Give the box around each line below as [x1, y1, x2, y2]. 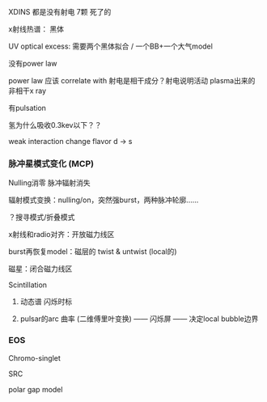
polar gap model [8, 384, 63, 394]
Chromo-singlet [8, 353, 61, 362]
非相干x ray [8, 86, 47, 95]
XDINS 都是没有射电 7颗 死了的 [8, 7, 112, 16]
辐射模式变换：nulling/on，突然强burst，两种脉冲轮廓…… [8, 195, 199, 205]
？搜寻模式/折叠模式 [8, 213, 75, 222]
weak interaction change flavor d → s [8, 137, 133, 146]
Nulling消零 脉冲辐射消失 [8, 178, 91, 188]
